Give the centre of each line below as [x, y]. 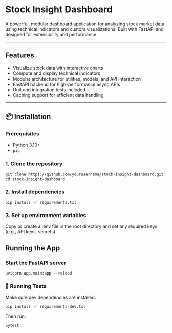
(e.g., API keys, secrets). [31, 232]
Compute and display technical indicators [57, 73]
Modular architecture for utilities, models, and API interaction [77, 79]
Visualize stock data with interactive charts [58, 68]
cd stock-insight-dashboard [35, 179]
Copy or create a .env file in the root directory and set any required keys [81, 226]
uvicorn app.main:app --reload [39, 273]
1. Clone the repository [34, 164]
